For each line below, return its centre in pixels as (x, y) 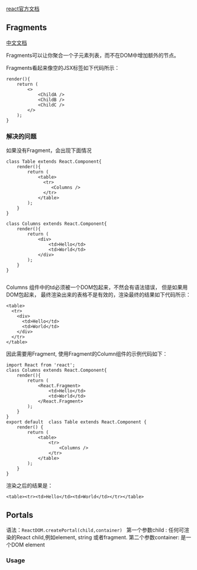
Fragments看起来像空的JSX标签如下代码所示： (63, 67)
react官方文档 (23, 9)
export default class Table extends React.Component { (76, 422)
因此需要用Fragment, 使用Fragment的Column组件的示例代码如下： (87, 354)
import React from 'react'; (41, 365)
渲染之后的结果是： (30, 486)
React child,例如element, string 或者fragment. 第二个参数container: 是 (101, 537)
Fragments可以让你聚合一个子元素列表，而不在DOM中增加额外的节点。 (93, 55)
